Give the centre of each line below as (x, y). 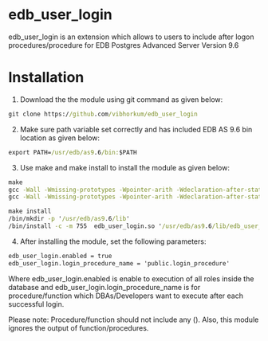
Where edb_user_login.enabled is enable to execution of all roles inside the (131, 278)
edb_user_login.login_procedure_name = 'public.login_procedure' (119, 263)
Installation (46, 78)
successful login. (36, 304)
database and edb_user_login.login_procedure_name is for (104, 287)
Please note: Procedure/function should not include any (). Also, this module (134, 319)
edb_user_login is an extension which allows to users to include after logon (131, 37)
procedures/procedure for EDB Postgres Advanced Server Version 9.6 (124, 45)
